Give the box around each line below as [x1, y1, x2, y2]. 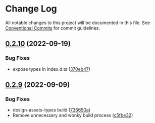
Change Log [5, 3, 57, 15]
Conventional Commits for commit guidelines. [5, 25, 100, 31]
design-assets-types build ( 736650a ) [12, 107, 91, 113]
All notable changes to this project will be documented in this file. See [5, 20, 150, 26]
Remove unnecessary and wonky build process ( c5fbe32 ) [12, 112, 133, 118]
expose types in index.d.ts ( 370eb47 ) [12, 66, 91, 72]
